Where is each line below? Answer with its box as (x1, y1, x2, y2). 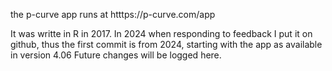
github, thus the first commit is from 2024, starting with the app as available (10, 39, 323, 50)
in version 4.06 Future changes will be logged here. (10, 49, 222, 61)
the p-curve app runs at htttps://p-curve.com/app (10, 9, 216, 20)
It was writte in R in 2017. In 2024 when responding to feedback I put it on (10, 28, 313, 39)
